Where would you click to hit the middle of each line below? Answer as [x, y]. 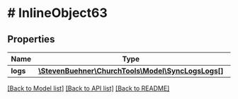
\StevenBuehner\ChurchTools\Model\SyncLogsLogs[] [131, 71]
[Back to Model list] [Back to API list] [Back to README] [89, 88]
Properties [31, 39]
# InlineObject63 [57, 13]
